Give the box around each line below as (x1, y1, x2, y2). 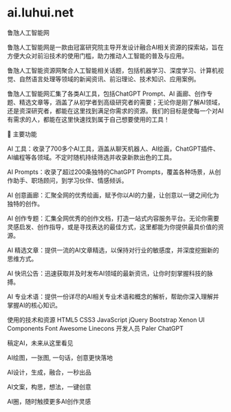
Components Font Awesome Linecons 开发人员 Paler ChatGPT (7, 324, 184, 332)
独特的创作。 (7, 199, 43, 208)
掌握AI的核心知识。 (7, 301, 62, 309)
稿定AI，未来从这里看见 (7, 338, 74, 347)
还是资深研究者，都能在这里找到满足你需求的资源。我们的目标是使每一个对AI (7, 107, 224, 115)
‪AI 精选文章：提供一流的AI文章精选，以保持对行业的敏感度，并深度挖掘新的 (7, 246, 219, 254)
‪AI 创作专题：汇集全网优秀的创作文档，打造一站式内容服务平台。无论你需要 (7, 214, 220, 222)
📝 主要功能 (7, 129, 38, 138)
